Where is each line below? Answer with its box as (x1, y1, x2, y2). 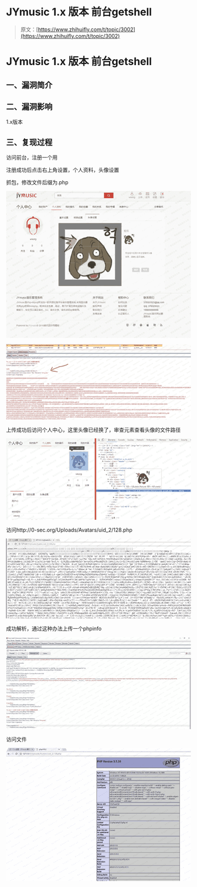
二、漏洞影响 (6, 101, 53, 111)
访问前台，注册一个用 (6, 154, 57, 161)
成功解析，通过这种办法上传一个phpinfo (6, 625, 102, 632)
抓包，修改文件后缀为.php (6, 179, 69, 186)
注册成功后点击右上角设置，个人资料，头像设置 (6, 167, 119, 174)
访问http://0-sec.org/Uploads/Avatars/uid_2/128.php (6, 526, 133, 533)
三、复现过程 (6, 137, 53, 147)
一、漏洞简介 (6, 80, 53, 90)
